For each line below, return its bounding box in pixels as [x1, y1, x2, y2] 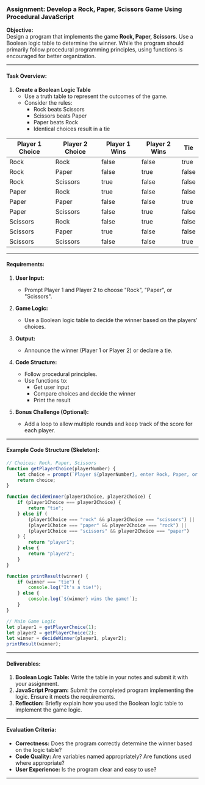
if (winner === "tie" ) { [17, 579, 81, 585]
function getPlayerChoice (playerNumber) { [6, 465, 116, 471]
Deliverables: [6, 660, 41, 667]
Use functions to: [24, 377, 68, 384]
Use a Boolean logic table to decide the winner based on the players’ [24, 316, 198, 323]
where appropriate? [15, 759, 65, 767]
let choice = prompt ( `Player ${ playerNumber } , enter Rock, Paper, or [17, 471, 198, 478]
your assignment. [15, 680, 59, 688]
